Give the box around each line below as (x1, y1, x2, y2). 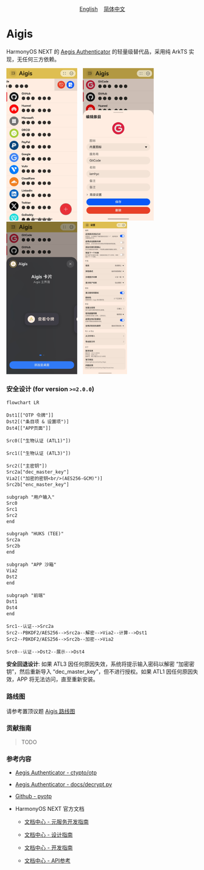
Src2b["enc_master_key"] (6, 482, 69, 488)
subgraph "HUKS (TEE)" (6, 531, 64, 537)
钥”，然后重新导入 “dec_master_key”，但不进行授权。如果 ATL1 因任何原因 (6, 668, 193, 676)
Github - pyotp (15, 793, 52, 800)
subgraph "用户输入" (6, 494, 55, 501)
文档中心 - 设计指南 (24, 831, 73, 838)
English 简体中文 (79, 5, 125, 12)
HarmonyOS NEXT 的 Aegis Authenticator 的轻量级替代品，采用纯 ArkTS (6, 48, 188, 55)
